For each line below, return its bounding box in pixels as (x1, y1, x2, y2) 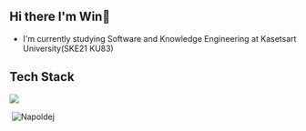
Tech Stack (9, 69, 75, 85)
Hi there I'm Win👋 (9, 9, 111, 25)
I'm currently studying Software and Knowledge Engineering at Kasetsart (22, 33, 297, 44)
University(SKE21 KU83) (22, 43, 114, 54)
